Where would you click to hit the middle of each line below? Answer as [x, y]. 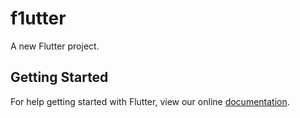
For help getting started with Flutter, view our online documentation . [150, 101]
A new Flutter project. [55, 46]
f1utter [38, 18]
